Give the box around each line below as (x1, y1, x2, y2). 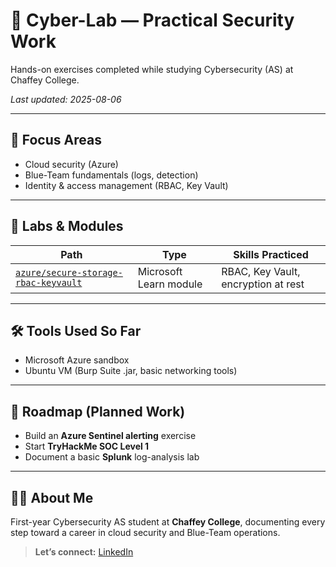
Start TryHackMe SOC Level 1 (24, 440, 150, 453)
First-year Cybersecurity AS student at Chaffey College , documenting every (10, 516, 326, 528)
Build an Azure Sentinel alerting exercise (24, 430, 197, 442)
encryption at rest (221, 277, 305, 291)
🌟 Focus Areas (10, 132, 102, 149)
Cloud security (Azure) (24, 158, 119, 170)
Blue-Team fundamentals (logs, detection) (24, 169, 199, 181)
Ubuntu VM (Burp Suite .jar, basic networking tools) (24, 365, 238, 377)
